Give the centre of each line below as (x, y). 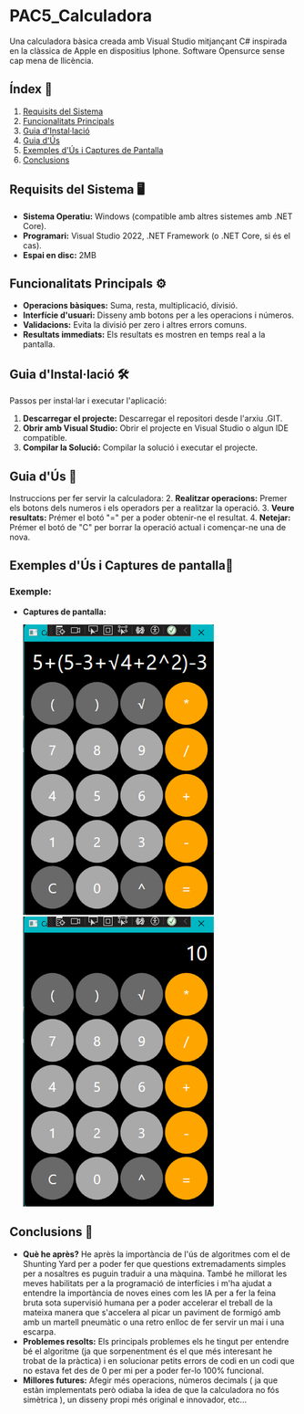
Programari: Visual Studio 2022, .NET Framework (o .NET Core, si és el (157, 236)
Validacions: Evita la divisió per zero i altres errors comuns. (135, 325)
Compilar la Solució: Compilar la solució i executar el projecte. (140, 447)
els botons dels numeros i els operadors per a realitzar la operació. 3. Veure (152, 508)
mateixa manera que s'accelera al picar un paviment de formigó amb (152, 1312)
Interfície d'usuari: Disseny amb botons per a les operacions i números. (158, 315)
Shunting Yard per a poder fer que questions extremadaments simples (154, 1263)
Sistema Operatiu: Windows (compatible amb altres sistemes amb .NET (157, 216)
